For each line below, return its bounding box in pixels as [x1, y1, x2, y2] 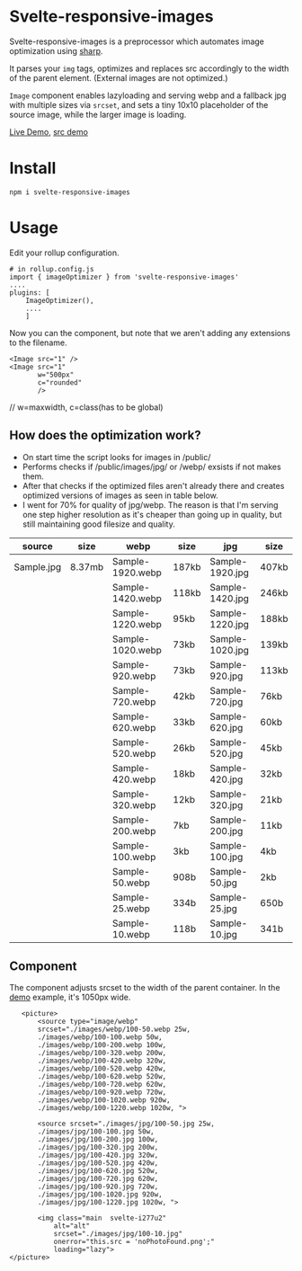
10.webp [111, 928, 151, 940]
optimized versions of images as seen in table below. [22, 490, 218, 501]
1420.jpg [209, 591, 250, 604]
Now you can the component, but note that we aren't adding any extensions [9, 327, 290, 338]
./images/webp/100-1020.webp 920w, [37, 1096, 171, 1105]
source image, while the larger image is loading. [9, 109, 187, 120]
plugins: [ [9, 288, 50, 298]
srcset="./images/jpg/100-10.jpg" [53, 1230, 182, 1239]
